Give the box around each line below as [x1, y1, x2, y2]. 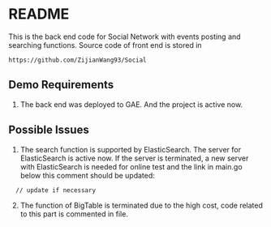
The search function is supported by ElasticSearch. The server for [19, 144, 242, 154]
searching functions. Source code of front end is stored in [8, 40, 202, 49]
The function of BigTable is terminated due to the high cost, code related [19, 200, 264, 210]
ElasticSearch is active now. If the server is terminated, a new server [19, 153, 249, 163]
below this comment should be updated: [19, 170, 156, 180]
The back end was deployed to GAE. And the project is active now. [19, 99, 243, 109]
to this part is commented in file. [19, 208, 128, 219]
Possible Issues [8, 123, 89, 137]
